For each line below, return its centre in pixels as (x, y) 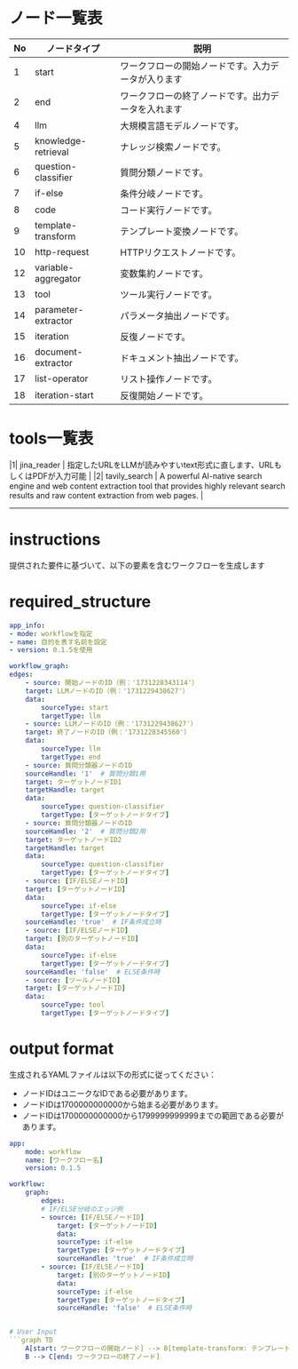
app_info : (27, 625)
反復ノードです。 (155, 337)
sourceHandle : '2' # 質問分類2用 (86, 832)
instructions (55, 540)
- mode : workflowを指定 (51, 633)
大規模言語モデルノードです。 (182, 125)
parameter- (59, 309)
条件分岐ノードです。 (164, 194)
